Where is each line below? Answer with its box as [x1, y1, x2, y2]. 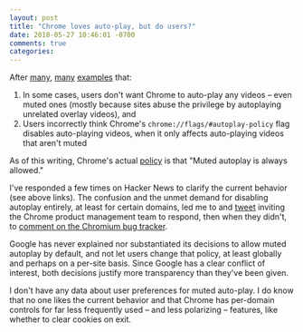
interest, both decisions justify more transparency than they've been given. [9, 268, 289, 278]
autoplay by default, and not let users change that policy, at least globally [9, 249, 282, 259]
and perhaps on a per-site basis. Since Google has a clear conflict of [9, 258, 266, 269]
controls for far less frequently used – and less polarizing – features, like [9, 305, 279, 316]
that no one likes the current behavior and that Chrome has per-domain [9, 295, 275, 306]
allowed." [9, 165, 44, 176]
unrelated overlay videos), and [22, 109, 137, 120]
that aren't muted [22, 138, 88, 149]
